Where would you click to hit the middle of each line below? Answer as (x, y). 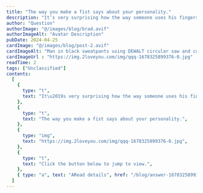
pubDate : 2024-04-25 (32, 40)
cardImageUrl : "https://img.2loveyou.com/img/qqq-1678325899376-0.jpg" (100, 57)
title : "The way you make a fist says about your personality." (89, 12)
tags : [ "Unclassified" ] (36, 68)
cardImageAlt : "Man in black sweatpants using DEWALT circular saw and (98, 51)
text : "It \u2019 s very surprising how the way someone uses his (105, 96)
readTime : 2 (21, 62)
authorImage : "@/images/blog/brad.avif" (58, 29)
